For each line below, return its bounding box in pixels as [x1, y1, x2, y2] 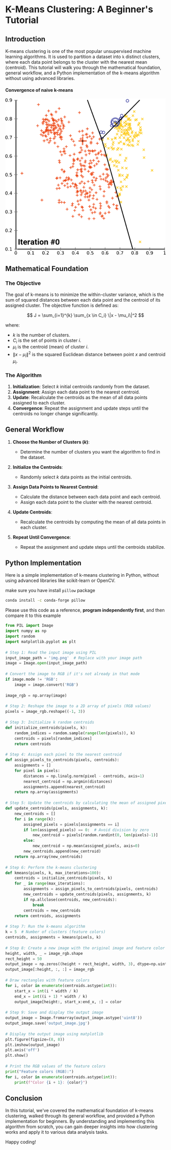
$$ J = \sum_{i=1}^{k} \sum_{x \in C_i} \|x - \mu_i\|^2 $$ [26, 312, 145, 318]
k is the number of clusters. [12, 332, 70, 338]
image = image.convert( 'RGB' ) [14, 682, 79, 687]
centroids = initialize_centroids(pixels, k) [14, 875, 113, 881]
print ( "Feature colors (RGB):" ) [5, 1069, 74, 1074]
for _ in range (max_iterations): [14, 881, 85, 886]
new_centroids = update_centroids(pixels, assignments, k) [23, 892, 152, 897]
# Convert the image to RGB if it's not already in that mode [5, 672, 140, 677]
